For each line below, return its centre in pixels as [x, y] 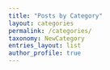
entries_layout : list [45, 46]
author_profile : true [45, 53]
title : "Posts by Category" [56, 16]
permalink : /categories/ [50, 31]
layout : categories [41, 23]
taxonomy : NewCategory [47, 38]
